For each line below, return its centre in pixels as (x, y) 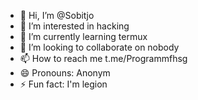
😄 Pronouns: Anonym (65, 73)
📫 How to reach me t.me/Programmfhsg (103, 58)
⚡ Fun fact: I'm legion (63, 84)
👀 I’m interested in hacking (74, 26)
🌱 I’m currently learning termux (83, 36)
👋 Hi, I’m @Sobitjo (57, 15)
